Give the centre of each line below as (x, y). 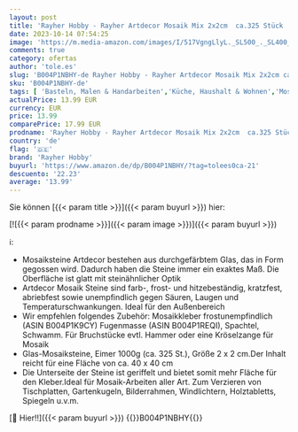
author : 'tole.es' (43, 67)
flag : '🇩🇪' (31, 149)
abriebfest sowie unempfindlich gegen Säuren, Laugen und (130, 297)
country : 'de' (35, 141)
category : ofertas (43, 58)
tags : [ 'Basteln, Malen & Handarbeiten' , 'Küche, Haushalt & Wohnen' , (142, 91)
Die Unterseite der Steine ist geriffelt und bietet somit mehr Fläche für (149, 373)
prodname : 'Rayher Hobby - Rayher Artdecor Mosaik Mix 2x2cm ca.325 (141, 133)
